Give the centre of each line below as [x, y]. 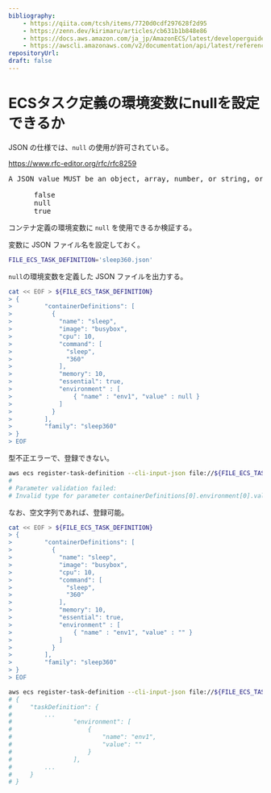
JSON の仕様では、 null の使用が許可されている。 [91, 147]
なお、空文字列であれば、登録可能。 [69, 512]
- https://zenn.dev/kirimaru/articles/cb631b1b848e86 [115, 31]
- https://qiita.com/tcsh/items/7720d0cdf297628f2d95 [115, 23]
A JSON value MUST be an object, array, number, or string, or [136, 179]
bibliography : [32, 16]
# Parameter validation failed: [63, 488]
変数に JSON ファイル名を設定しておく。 [77, 244]
